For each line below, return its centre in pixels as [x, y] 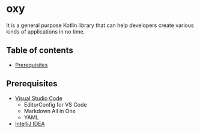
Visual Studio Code [39, 98]
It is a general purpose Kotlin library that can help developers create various [100, 25]
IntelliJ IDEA [30, 123]
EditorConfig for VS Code [55, 104]
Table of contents [40, 51]
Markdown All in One [50, 111]
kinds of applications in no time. [46, 31]
